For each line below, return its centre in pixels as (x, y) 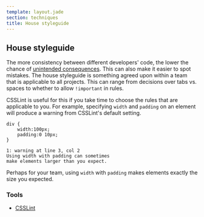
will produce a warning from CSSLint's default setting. (74, 113)
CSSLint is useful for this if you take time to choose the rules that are (92, 100)
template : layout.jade (35, 12)
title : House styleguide (38, 23)
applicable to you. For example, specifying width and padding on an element (101, 106)
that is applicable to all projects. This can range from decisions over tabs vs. (102, 82)
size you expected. (30, 179)
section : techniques (32, 18)
